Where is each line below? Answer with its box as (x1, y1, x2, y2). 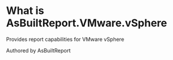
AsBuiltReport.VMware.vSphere (6, 16, 168, 30)
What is (6, 4, 44, 17)
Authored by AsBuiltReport (6, 47, 71, 54)
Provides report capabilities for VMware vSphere (6, 36, 125, 43)
